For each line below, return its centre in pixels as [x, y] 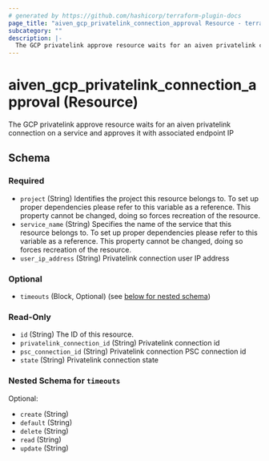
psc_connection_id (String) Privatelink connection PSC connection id [133, 352]
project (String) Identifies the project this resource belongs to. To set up [139, 198]
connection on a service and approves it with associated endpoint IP [121, 133]
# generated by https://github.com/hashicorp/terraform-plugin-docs [125, 16]
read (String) [40, 439]
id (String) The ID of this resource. [77, 334]
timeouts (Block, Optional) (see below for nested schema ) [115, 297]
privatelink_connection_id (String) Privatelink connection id [120, 343]
